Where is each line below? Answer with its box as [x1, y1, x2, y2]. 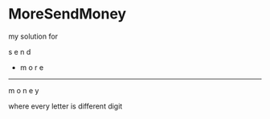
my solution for [8, 31, 59, 41]
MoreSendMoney [8, 5, 127, 23]
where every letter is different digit [8, 101, 123, 111]
